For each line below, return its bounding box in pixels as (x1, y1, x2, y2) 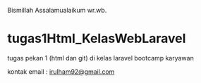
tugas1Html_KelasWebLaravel (7, 31, 186, 46)
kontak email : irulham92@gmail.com (7, 67, 115, 76)
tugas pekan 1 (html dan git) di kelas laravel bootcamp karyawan (7, 53, 194, 62)
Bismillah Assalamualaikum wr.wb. (7, 6, 107, 14)
